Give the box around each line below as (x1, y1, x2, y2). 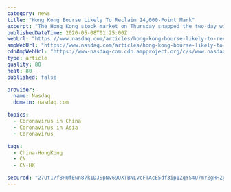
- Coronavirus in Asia (13, 124, 78, 131)
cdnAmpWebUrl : (7, 49, 48, 56)
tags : (7, 143, 23, 149)
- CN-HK (13, 162, 36, 169)
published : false (7, 73, 57, 81)
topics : (7, 111, 30, 119)
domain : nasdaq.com (13, 99, 69, 106)
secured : (7, 174, 32, 182)
